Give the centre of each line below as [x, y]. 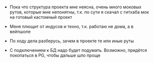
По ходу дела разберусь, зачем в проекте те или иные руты [72, 41]
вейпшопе [20, 31]
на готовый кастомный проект [41, 17]
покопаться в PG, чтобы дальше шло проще [55, 55]
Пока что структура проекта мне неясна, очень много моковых [75, 7]
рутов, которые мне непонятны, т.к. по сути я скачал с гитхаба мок [79, 12]
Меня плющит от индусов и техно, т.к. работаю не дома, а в [71, 26]
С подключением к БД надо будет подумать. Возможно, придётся [78, 50]
